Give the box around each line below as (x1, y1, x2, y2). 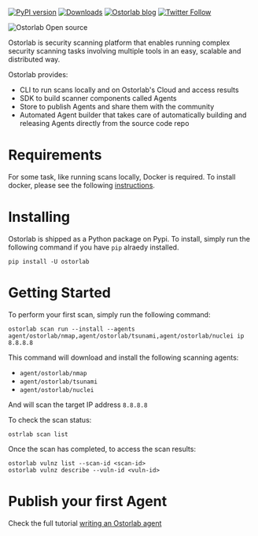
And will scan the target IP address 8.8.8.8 (8, 400, 148, 409)
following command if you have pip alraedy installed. (8, 242, 179, 252)
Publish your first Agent (8, 493, 168, 510)
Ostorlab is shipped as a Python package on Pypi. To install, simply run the (8, 234, 250, 243)
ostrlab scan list (8, 430, 68, 438)
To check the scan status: (8, 415, 92, 424)
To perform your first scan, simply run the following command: (8, 309, 211, 319)
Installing (8, 209, 71, 226)
